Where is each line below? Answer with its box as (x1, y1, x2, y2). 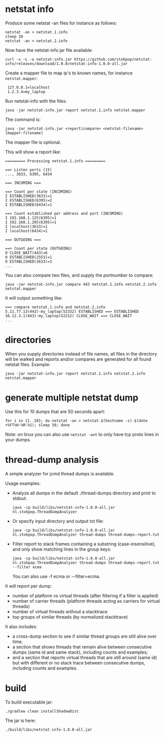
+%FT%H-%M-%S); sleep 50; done (5, 422, 70, 427)
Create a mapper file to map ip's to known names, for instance (5, 70, 133, 76)
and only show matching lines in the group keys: (12, 546, 112, 552)
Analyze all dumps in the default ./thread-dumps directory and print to (12, 490, 156, 496)
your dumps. (5, 436, 31, 442)
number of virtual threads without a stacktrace (12, 608, 108, 615)
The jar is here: (5, 718, 36, 724)
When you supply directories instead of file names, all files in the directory (5, 351, 158, 357)
